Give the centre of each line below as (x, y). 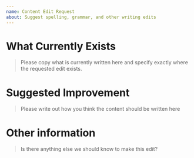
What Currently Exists (61, 46)
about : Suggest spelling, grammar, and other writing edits (81, 17)
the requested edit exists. (51, 69)
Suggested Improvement (68, 93)
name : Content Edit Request (41, 11)
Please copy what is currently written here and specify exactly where (104, 62)
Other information (51, 133)
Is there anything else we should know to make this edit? (89, 149)
